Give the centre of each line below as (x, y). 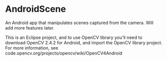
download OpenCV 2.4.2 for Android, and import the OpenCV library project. (84, 42)
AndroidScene (36, 9)
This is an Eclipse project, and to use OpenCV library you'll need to (74, 37)
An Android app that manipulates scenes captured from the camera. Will (79, 23)
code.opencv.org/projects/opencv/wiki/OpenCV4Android (64, 53)
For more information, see (32, 48)
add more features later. (30, 28)
